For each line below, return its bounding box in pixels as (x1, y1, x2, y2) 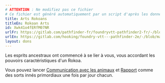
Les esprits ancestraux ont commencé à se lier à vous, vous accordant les (5, 52, 155, 58)
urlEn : (5, 35, 19, 40)
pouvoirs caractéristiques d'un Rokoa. (5, 57, 82, 63)
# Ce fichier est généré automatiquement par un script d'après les (5, 12, 148, 17)
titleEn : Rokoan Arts (5, 21, 50, 26)
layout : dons (5, 39, 32, 44)
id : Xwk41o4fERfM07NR (5, 25, 50, 30)
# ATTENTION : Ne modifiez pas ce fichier (5, 7, 93, 12)
